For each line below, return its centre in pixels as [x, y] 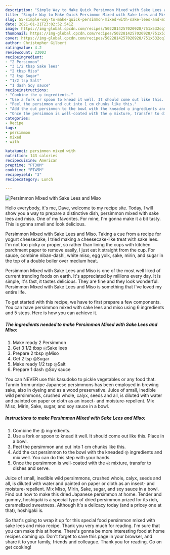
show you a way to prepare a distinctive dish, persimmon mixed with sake [82, 213]
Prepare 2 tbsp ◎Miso [36, 353]
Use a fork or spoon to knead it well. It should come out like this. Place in [88, 436]
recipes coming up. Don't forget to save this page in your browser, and [79, 536]
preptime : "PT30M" [25, 165]
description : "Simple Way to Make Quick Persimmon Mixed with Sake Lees [83, 10]
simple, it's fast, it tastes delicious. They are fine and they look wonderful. [82, 281]
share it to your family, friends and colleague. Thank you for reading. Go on [83, 542]
